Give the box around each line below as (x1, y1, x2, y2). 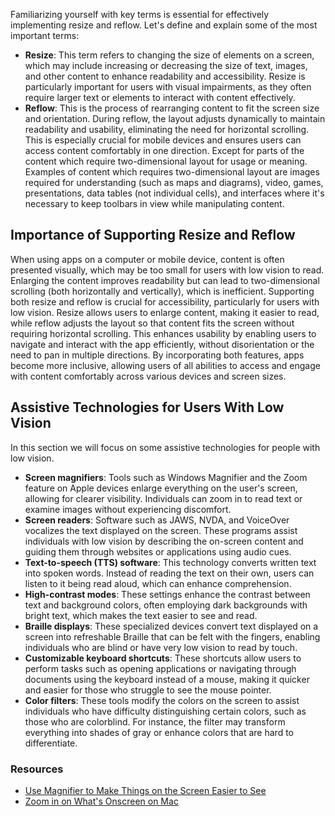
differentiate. (24, 737, 78, 749)
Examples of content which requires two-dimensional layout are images (24, 166, 320, 178)
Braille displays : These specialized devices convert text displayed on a (24, 620, 319, 632)
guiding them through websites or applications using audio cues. (24, 545, 292, 558)
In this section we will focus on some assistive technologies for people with (10, 441, 321, 453)
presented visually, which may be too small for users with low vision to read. (10, 264, 325, 276)
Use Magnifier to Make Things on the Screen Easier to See (24, 784, 267, 796)
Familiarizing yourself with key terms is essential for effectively (10, 9, 270, 20)
